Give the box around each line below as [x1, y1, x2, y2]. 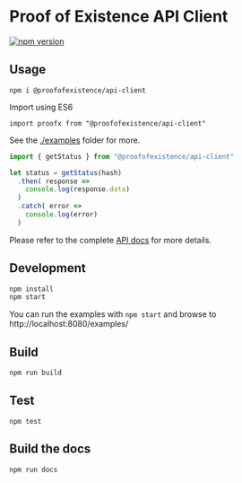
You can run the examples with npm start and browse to [9, 309, 217, 320]
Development [9, 260, 87, 276]
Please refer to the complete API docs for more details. [9, 234, 212, 245]
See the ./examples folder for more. [9, 135, 141, 145]
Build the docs [9, 442, 91, 457]
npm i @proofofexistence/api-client [9, 85, 146, 95]
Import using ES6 [9, 101, 73, 112]
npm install [9, 285, 54, 294]
